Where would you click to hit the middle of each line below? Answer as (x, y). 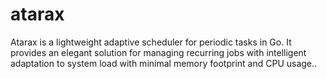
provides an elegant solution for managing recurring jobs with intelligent (158, 52)
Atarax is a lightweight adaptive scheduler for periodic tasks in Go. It (151, 42)
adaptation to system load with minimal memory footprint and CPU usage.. (164, 63)
